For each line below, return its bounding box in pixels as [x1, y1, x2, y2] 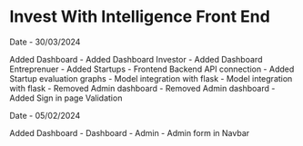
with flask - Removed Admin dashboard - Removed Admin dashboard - [9, 83, 276, 93]
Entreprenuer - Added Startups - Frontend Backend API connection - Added [9, 63, 295, 74]
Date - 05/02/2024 [9, 110, 81, 121]
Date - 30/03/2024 [9, 36, 81, 47]
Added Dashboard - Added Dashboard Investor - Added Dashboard [9, 54, 263, 64]
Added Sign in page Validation [9, 92, 123, 103]
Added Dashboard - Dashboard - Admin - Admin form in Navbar [9, 127, 250, 138]
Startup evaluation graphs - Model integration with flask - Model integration [9, 73, 293, 83]
